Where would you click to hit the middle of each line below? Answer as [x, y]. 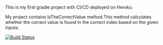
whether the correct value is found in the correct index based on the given [82, 22]
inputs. [12, 27]
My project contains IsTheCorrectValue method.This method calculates [78, 17]
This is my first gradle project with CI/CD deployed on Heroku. [69, 7]
